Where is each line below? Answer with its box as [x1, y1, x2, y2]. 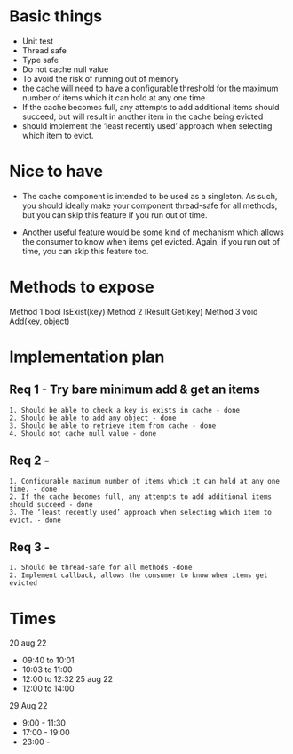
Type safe [21, 54, 59, 65]
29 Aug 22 [9, 701, 48, 711]
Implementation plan [9, 347, 165, 366]
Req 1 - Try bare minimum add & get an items [9, 382, 260, 397]
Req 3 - [9, 540, 51, 555]
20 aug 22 [9, 638, 47, 648]
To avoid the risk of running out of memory [21, 73, 179, 84]
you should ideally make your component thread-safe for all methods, [21, 200, 278, 211]
